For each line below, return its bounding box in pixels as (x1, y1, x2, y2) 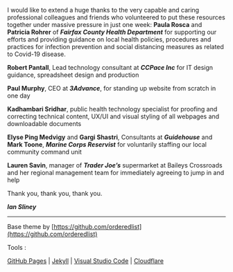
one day (7, 91, 31, 100)
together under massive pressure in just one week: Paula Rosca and (7, 21, 202, 28)
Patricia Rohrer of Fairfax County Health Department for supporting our (7, 28, 217, 36)
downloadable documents (7, 120, 82, 127)
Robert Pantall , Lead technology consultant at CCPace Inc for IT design (7, 64, 214, 71)
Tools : (7, 244, 26, 251)
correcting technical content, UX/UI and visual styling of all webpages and (7, 112, 220, 120)
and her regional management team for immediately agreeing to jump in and (7, 169, 225, 176)
